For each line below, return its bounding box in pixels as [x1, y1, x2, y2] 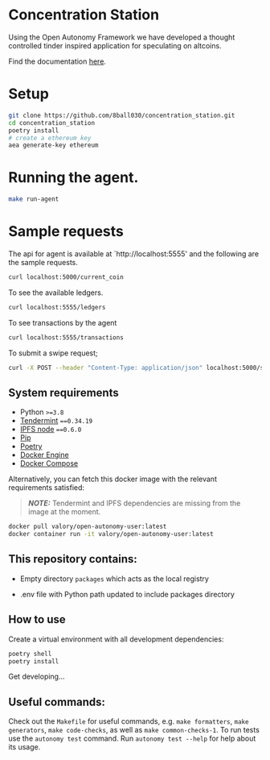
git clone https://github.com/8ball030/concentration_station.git [8, 111, 235, 119]
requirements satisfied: [8, 483, 85, 492]
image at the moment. [27, 507, 101, 517]
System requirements [8, 385, 119, 400]
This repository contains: [8, 552, 138, 566]
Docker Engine [19, 450, 70, 460]
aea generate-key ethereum [8, 141, 99, 150]
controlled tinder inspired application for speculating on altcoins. [8, 40, 223, 50]
